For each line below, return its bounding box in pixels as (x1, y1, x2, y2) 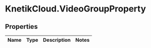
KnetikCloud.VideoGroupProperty (5, 3, 146, 14)
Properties (5, 23, 38, 31)
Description (43, 37, 71, 43)
